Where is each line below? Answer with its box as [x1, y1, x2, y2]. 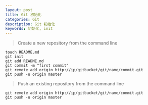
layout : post [5, 7, 33, 13]
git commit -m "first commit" [5, 63, 69, 68]
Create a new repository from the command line [17, 40, 118, 46]
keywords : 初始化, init [5, 26, 53, 31]
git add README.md [5, 59, 44, 64]
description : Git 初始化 [5, 21, 56, 27]
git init [5, 54, 24, 60]
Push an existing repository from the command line [17, 81, 124, 87]
